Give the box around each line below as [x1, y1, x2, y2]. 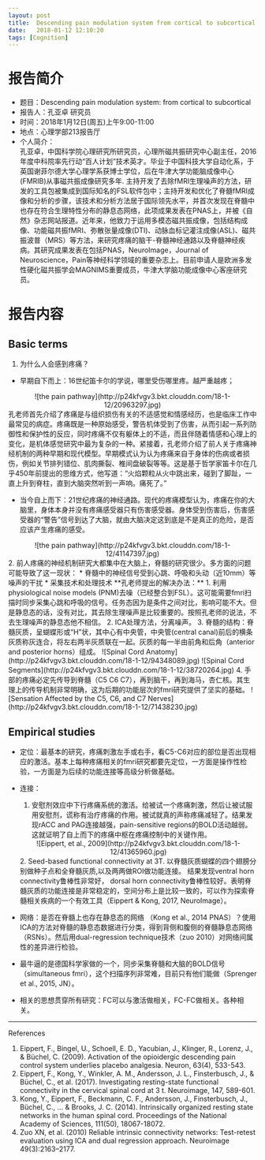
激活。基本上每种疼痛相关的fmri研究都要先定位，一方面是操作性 [33, 757, 241, 766]
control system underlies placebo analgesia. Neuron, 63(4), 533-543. [19, 1061, 246, 1069]
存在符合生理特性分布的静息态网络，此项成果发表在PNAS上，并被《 [26, 206, 246, 215]
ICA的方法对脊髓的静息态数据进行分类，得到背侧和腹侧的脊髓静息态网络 [19, 923, 253, 931]
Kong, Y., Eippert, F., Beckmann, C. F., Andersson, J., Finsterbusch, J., [19, 1094, 248, 1103]
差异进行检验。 [33, 942, 83, 951]
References [8, 1028, 46, 1038]
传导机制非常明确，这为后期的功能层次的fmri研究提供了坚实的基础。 [28, 685, 250, 695]
